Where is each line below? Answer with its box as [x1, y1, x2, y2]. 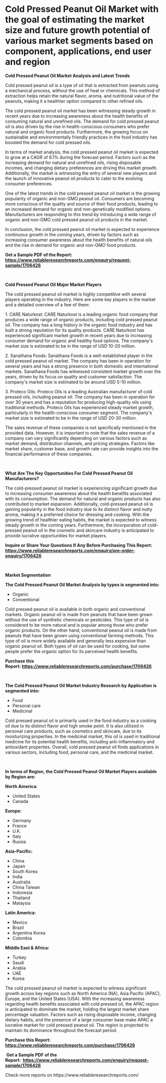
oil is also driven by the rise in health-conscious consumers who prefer [5, 123, 150, 130]
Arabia [12, 965, 26, 971]
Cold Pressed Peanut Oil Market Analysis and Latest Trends [5, 72, 130, 78]
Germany [12, 817, 31, 823]
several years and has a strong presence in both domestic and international [5, 363, 159, 369]
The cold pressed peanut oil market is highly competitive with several [5, 291, 147, 297]
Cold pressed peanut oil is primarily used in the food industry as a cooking [5, 718, 157, 723]
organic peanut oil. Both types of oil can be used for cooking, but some [5, 643, 150, 649]
